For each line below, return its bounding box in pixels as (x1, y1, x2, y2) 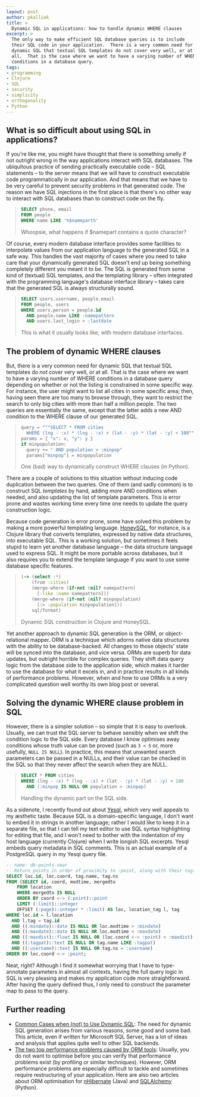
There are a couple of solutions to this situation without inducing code (6, 474, 178, 482)
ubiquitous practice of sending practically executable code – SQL (6, 163, 166, 170)
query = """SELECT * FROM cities (20, 425, 104, 431)
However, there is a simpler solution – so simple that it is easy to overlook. (6, 723, 187, 730)
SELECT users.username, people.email (20, 296, 115, 302)
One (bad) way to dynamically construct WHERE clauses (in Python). (20, 463, 190, 470)
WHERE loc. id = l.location (6, 912, 73, 918)
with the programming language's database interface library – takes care (6, 278, 185, 285)
